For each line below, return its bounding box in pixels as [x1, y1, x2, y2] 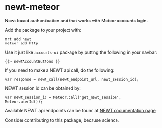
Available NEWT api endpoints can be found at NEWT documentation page [5, 107, 156, 113]
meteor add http [5, 41, 38, 45]
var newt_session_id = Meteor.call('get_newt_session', [5, 95, 121, 100]
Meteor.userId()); [5, 99, 43, 104]
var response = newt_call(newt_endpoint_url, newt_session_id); [5, 77, 139, 82]
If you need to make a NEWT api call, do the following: [5, 67, 115, 73]
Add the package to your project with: [5, 27, 82, 33]
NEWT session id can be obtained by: [5, 85, 81, 91]
